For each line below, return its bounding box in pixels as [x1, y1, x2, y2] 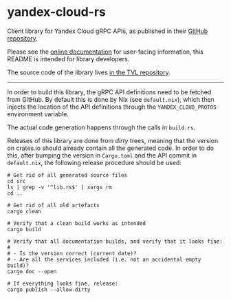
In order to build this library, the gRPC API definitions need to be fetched [7, 87, 212, 96]
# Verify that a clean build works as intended [7, 219, 146, 227]
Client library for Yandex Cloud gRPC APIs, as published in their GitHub [7, 27, 208, 35]
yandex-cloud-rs [7, 4, 107, 20]
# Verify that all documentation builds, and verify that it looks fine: [7, 238, 223, 245]
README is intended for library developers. [7, 54, 130, 63]
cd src [7, 178, 26, 184]
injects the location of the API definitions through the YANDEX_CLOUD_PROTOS [7, 103, 217, 111]
